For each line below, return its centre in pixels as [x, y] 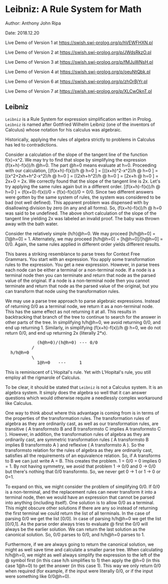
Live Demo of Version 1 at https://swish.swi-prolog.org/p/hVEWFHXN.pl [79, 42]
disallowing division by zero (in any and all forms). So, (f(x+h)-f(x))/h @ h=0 [83, 208]
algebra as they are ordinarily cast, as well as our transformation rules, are [82, 423]
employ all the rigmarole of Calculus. [43, 377]
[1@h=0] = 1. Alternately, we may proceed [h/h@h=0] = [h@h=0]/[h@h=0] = [84, 239]
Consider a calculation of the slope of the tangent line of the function [76, 155]
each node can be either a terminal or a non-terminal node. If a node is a [80, 270]
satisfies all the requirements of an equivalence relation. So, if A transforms [83, 456]
